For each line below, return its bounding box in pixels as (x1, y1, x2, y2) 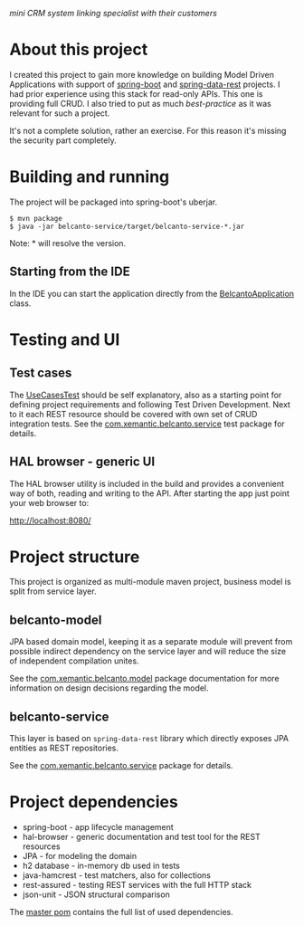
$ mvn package (9, 214, 63, 223)
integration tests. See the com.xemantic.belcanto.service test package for (9, 418, 285, 429)
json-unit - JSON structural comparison (22, 889, 170, 900)
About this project (9, 40, 148, 60)
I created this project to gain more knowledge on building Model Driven (9, 69, 274, 80)
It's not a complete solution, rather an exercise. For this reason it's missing (9, 125, 287, 136)
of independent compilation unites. (9, 655, 139, 666)
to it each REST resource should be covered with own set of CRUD (9, 408, 258, 419)
